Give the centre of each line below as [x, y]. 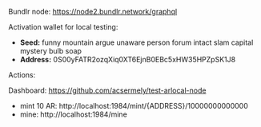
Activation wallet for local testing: [63, 27]
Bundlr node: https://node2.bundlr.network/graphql [93, 12]
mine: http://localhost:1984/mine [74, 114]
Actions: [22, 75]
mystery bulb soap [51, 51]
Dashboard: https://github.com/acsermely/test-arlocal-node [107, 90]
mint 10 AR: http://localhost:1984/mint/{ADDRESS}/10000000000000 [134, 106]
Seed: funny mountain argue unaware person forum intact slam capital [137, 42]
